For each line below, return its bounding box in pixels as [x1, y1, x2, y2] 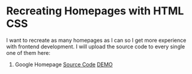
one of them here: [6, 49, 51, 56]
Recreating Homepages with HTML [6, 4, 184, 18]
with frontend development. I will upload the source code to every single [6, 43, 185, 50]
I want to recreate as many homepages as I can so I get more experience [6, 36, 187, 44]
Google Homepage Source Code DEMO [14, 61, 113, 68]
